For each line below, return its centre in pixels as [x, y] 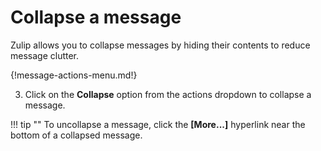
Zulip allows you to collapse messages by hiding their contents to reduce [160, 45]
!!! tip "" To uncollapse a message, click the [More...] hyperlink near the [158, 124]
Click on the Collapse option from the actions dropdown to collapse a [168, 94]
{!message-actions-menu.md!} [74, 75]
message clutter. [45, 55]
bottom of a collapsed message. [76, 135]
